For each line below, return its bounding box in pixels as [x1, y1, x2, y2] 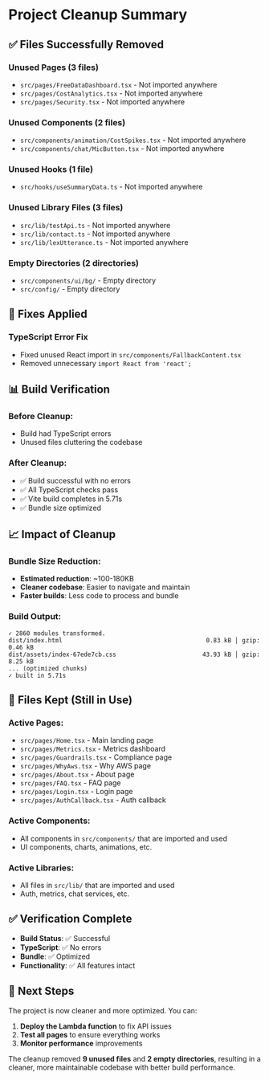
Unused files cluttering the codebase [19, 438, 143, 447]
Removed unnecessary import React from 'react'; [19, 358, 192, 368]
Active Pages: [8, 717, 64, 728]
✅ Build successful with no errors [19, 475, 131, 485]
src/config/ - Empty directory [19, 284, 120, 294]
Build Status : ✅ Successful [19, 933, 111, 943]
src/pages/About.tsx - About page [19, 769, 135, 780]
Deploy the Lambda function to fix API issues [19, 1021, 173, 1031]
